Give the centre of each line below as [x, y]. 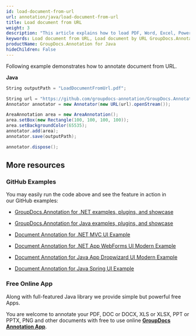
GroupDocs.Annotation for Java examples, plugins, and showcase [94, 223]
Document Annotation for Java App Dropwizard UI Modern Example [96, 257]
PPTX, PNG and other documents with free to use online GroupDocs [88, 320]
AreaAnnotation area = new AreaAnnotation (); [62, 115]
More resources [36, 165]
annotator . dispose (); [32, 147]
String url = [22, 99]
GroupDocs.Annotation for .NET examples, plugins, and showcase [94, 212]
